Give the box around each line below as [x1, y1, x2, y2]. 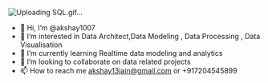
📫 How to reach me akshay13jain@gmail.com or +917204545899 [19, 66, 238, 75]
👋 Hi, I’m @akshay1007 [19, 23, 96, 32]
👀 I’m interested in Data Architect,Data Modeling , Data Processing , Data [19, 32, 261, 41]
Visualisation [19, 40, 63, 49]
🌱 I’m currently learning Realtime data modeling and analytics [19, 49, 223, 57]
